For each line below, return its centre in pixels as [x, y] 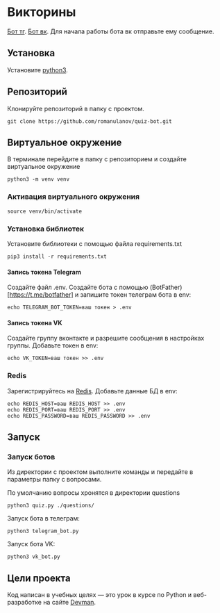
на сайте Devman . [69, 603]
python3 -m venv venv [39, 179]
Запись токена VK [35, 322]
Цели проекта [39, 578]
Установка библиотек [46, 229]
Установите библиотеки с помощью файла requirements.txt [95, 243]
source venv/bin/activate [44, 211]
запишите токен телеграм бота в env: [136, 295]
